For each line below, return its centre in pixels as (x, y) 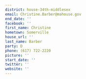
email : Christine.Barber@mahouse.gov (43, 14)
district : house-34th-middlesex (38, 10)
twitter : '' (17, 64)
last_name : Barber (24, 42)
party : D (14, 46)
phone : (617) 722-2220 (28, 51)
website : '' (17, 69)
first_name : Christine (28, 28)
